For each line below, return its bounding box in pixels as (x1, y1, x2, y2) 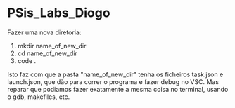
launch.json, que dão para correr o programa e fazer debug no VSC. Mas (7, 77, 220, 86)
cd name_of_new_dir (17, 49, 77, 58)
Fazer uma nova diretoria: (7, 28, 82, 36)
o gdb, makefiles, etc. (7, 93, 70, 101)
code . (17, 56, 37, 65)
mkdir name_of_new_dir (17, 41, 87, 50)
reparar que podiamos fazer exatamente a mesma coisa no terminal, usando (7, 85, 229, 93)
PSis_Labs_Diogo (7, 5, 110, 21)
